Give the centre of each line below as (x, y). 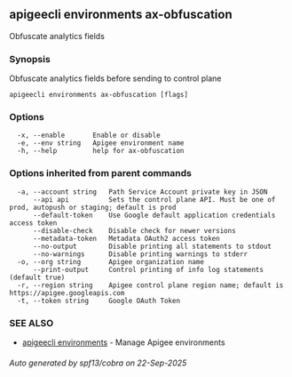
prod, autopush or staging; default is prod (93, 207)
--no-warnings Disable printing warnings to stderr (140, 254)
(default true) (37, 277)
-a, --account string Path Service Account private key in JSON (142, 192)
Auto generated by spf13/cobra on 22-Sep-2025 (98, 363)
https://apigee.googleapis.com (67, 293)
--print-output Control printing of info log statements (148, 269)
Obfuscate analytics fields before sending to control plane (115, 78)
